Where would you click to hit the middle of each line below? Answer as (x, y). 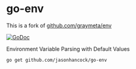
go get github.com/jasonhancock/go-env (57, 60)
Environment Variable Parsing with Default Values (68, 49)
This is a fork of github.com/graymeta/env (59, 25)
